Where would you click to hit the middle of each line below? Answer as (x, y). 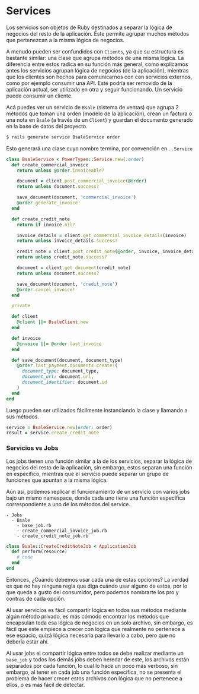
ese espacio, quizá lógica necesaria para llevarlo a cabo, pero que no (91, 635)
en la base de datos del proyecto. (47, 126)
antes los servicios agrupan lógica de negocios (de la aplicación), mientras (97, 70)
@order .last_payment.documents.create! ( (67, 366)
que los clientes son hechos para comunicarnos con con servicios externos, (99, 77)
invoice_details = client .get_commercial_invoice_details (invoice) (102, 235)
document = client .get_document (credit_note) (74, 268)
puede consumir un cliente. (39, 96)
